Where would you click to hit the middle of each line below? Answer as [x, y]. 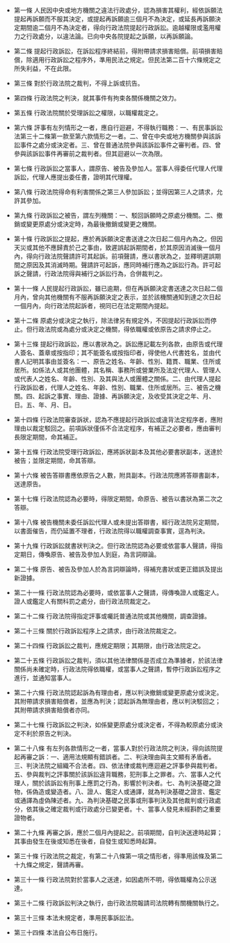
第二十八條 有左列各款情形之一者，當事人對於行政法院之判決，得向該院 [115, 748]
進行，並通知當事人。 [44, 678]
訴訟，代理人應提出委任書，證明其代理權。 [75, 177]
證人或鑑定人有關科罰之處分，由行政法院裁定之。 [84, 601]
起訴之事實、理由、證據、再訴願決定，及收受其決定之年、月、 [126, 396]
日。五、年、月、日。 [44, 405]
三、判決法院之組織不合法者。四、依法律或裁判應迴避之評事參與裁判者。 [117, 766]
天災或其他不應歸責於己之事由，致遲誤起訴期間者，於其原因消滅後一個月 [117, 248]
